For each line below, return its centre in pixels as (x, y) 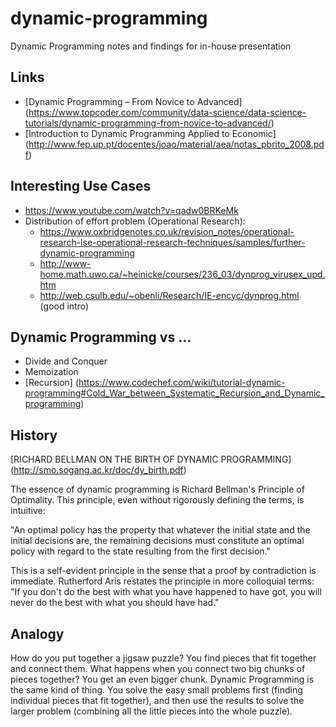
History (34, 435)
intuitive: (28, 511)
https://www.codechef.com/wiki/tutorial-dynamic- (182, 383)
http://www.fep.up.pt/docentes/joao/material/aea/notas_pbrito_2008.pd (176, 144)
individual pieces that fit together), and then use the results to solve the (157, 700)
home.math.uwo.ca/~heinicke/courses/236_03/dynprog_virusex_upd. (182, 274)
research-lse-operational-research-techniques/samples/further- (172, 242)
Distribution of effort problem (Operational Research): (135, 221)
